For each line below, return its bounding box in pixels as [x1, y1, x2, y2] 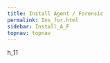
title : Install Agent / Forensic [7, 10, 104, 17]
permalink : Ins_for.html [7, 17, 79, 24]
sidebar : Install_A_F [7, 23, 70, 30]
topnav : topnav [7, 29, 51, 37]
